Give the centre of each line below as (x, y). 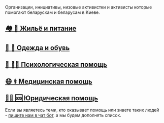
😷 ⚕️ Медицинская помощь (49, 81)
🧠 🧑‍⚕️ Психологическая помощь (56, 64)
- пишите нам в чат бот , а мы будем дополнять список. (63, 115)
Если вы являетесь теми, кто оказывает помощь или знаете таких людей (82, 110)
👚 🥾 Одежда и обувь (37, 48)
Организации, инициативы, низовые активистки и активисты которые (79, 7)
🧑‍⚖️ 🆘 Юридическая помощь (52, 98)
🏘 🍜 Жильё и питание (41, 28)
